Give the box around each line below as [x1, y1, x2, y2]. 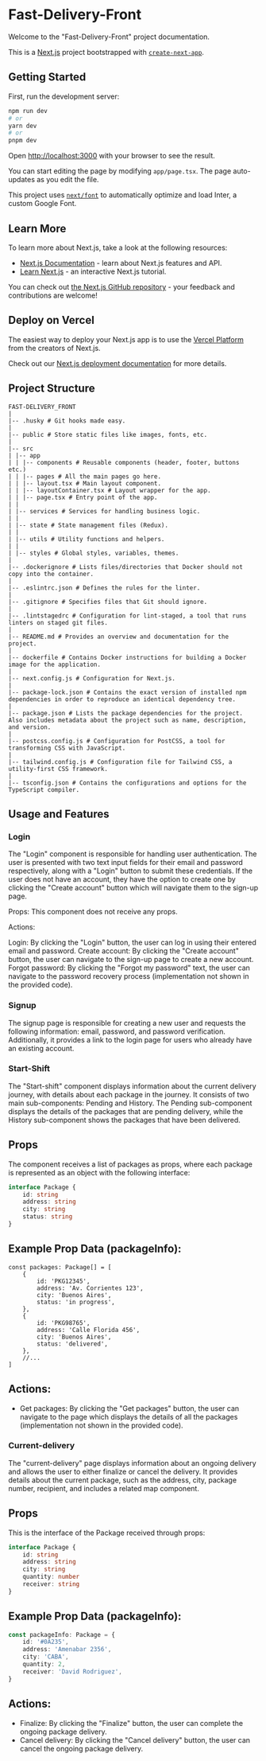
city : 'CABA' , [22, 1653, 69, 1661]
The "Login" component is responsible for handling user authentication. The [8, 849, 257, 859]
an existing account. [8, 1043, 75, 1053]
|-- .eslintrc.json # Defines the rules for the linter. [8, 583, 201, 592]
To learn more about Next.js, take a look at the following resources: [8, 243, 228, 252]
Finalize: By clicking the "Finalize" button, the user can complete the [19, 1718, 244, 1728]
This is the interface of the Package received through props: [8, 1528, 206, 1537]
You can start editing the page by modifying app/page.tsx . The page [8, 166, 232, 176]
